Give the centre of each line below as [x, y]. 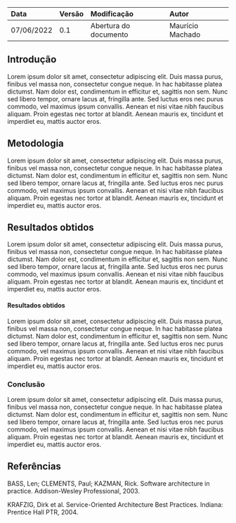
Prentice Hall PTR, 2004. [43, 512]
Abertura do [110, 26]
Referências [34, 466]
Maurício [184, 26]
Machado [185, 34]
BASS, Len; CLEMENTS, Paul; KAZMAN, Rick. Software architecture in [109, 483]
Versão [72, 14]
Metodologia [36, 144]
